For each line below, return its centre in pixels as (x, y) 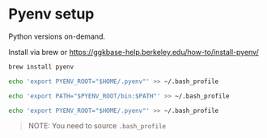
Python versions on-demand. (57, 36)
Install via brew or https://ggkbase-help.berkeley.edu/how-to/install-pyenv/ (133, 52)
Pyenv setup (51, 14)
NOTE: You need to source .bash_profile (97, 126)
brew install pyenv (41, 67)
